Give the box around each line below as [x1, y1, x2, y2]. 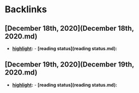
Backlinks [5, 4, 47, 15]
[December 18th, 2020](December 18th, [5, 24, 134, 33]
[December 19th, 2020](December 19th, [5, 60, 134, 69]
